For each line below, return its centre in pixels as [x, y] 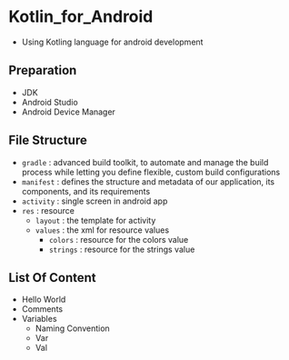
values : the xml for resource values [102, 230]
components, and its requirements [86, 191]
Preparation [43, 70]
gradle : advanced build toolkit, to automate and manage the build [145, 162]
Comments [42, 309]
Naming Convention [72, 328]
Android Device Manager [68, 112]
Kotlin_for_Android [81, 17]
